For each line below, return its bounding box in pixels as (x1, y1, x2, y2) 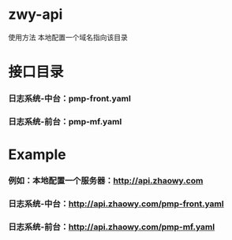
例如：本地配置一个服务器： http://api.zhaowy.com (8, 175, 204, 186)
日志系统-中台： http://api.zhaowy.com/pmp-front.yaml (8, 198, 224, 209)
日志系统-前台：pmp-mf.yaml (8, 116, 122, 127)
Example (8, 146, 66, 164)
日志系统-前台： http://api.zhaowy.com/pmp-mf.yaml (8, 221, 215, 232)
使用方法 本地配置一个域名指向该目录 (8, 32, 128, 42)
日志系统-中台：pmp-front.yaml (8, 93, 132, 104)
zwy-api (8, 6, 63, 24)
